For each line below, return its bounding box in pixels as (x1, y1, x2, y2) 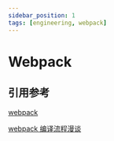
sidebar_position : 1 (8, 11, 76, 20)
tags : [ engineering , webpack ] (8, 19, 108, 27)
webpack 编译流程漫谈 (8, 124, 82, 133)
